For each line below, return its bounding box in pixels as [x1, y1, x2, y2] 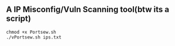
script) [6, 14, 31, 24]
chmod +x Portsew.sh [6, 29, 57, 35]
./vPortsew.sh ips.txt [6, 34, 62, 40]
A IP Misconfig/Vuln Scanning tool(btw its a [6, 5, 169, 15]
